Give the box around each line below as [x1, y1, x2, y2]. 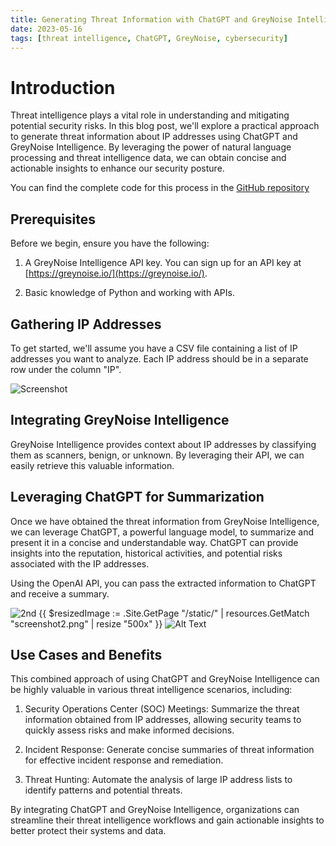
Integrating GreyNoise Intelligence [10, 412, 230, 429]
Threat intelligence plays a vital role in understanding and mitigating [10, 109, 290, 121]
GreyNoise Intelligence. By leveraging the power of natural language [10, 141, 292, 153]
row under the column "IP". [10, 363, 122, 375]
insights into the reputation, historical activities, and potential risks [10, 547, 283, 559]
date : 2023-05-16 [10, 24, 83, 34]
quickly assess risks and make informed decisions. [24, 724, 235, 736]
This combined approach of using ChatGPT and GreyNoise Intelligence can [10, 673, 320, 685]
